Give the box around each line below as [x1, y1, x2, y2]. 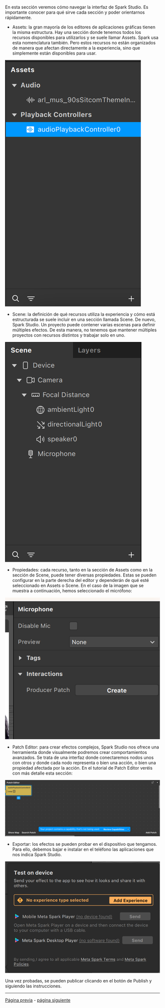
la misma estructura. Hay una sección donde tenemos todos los [12, 29, 141, 35]
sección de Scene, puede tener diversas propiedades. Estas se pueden [12, 572, 157, 578]
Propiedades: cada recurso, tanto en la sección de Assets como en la [12, 567, 153, 573]
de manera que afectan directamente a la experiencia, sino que [12, 45, 140, 51]
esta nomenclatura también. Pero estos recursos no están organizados [12, 40, 156, 46]
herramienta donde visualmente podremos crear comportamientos [12, 749, 147, 755]
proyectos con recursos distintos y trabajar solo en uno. [12, 332, 126, 338]
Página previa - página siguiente [5, 997, 71, 1003]
